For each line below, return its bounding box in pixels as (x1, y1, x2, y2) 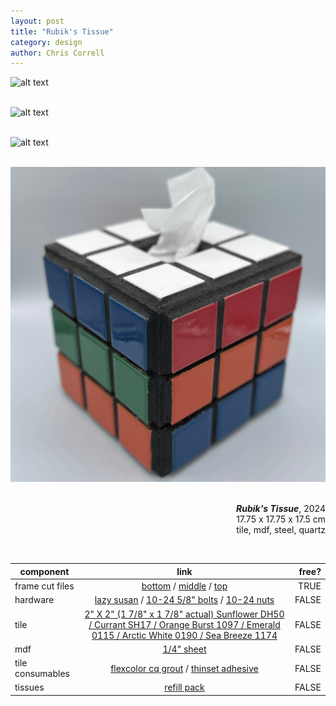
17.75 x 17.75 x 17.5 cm (236, 513, 326, 525)
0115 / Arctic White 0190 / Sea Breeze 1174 (91, 629, 278, 641)
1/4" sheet (162, 643, 207, 655)
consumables (14, 668, 70, 679)
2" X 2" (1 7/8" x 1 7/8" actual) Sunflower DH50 (84, 608, 285, 620)
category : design (10, 37, 83, 47)
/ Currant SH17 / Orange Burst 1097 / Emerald (88, 618, 281, 630)
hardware (14, 594, 55, 606)
